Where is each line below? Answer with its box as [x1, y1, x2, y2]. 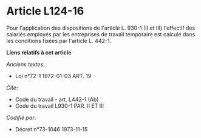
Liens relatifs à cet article [6, 48, 72, 56]
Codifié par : [6, 114, 36, 121]
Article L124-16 [6, 4, 84, 18]
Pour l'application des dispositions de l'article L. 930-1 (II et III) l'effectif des [6, 24, 196, 31]
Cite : [6, 84, 18, 91]
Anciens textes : [6, 61, 46, 68]
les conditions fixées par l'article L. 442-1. [6, 37, 111, 44]
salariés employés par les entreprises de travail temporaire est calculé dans [6, 30, 196, 38]
